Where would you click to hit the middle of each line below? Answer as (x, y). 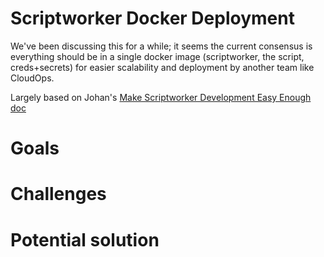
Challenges (58, 194)
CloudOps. (32, 78)
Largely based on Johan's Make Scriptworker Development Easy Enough (161, 97)
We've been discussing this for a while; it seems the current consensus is (161, 46)
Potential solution (85, 239)
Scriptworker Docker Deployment (152, 18)
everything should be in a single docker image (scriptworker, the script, (157, 56)
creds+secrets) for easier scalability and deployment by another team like (162, 67)
